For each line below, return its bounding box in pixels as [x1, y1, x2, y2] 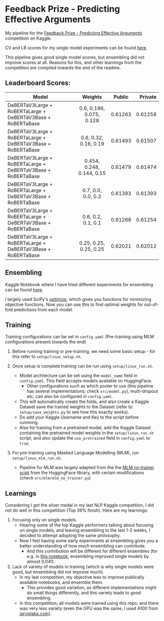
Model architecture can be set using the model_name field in [19, 373, 138, 378]
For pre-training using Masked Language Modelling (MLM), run [12, 450, 139, 456]
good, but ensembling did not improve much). [12, 569, 104, 575]
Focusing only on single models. [12, 517, 77, 523]
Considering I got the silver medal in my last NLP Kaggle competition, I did [5, 502, 154, 508]
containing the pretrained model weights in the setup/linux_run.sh [19, 430, 154, 436]
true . [19, 440, 30, 447]
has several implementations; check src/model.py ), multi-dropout [26, 388, 158, 394]
